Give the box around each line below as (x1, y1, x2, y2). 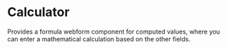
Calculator (7, 4, 70, 20)
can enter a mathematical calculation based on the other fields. (7, 34, 191, 43)
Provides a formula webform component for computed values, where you (7, 27, 221, 36)
